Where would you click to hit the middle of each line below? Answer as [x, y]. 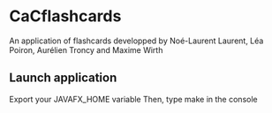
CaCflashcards [65, 16]
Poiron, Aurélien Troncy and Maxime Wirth [86, 49]
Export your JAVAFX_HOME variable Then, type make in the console [133, 99]
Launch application [63, 78]
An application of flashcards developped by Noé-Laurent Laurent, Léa [136, 41]
